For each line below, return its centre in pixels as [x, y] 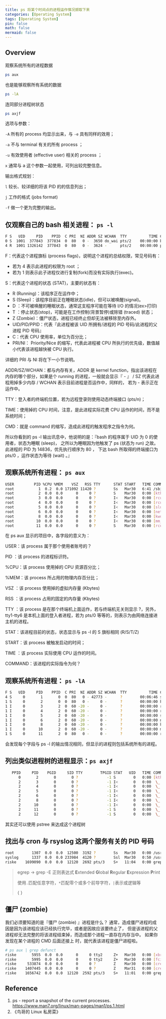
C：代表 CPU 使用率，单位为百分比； [50, 336]
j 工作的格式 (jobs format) [32, 197]
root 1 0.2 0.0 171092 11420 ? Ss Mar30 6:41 [78, 489]
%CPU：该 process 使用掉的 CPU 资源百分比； [53, 567]
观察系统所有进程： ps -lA [45, 681]
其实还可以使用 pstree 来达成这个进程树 [45, 824]
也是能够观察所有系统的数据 [33, 85]
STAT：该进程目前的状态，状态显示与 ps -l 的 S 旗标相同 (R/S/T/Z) [72, 632]
